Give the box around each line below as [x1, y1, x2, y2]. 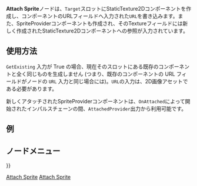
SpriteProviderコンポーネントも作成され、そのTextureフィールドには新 [16, 20, 188, 27]
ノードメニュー [6, 146, 61, 156]
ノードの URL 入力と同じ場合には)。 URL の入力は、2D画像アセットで [26, 77, 188, 84]
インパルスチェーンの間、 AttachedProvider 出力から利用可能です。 [26, 105, 187, 112]
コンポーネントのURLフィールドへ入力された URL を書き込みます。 [21, 12, 178, 19]
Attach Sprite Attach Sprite [6, 174, 71, 181]
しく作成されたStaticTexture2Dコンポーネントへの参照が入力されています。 [6, 27, 188, 34]
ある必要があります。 [6, 85, 58, 92]
